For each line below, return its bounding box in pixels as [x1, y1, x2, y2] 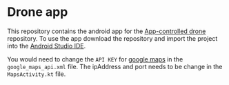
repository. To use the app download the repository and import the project [7, 34, 218, 42]
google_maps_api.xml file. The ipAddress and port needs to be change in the [7, 62, 223, 70]
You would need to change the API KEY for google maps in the [7, 55, 183, 63]
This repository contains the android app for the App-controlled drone [7, 27, 206, 35]
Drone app [7, 4, 68, 20]
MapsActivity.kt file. [7, 70, 66, 78]
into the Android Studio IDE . [7, 41, 86, 50]
